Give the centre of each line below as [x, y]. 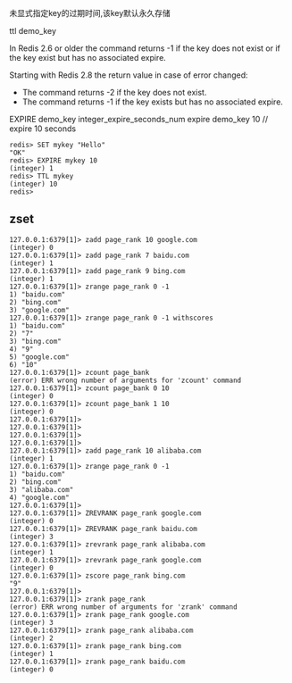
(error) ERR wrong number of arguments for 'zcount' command [125, 380]
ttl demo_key [33, 31]
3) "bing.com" [36, 341]
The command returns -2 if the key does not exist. [114, 92]
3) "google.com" [39, 310]
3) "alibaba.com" [42, 489]
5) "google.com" [39, 357]
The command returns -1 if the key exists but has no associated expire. [153, 102]
